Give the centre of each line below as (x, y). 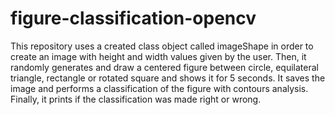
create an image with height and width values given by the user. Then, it (158, 56)
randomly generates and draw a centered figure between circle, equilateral (164, 67)
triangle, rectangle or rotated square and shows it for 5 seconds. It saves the (168, 78)
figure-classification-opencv (133, 18)
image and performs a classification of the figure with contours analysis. (159, 88)
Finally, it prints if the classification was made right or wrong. (136, 99)
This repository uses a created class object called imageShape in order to (162, 46)
